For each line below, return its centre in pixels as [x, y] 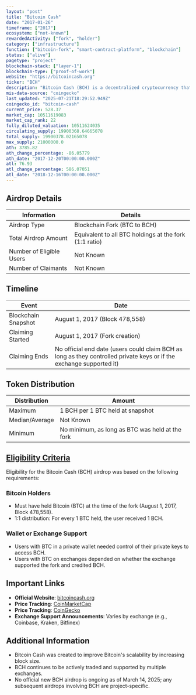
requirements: [23, 478]
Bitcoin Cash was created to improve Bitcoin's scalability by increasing [99, 655]
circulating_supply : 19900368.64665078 [55, 131]
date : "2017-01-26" [30, 22]
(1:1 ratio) [88, 242]
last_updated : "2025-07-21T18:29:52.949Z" [58, 98]
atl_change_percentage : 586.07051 [48, 170]
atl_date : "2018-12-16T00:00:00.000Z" [53, 175]
